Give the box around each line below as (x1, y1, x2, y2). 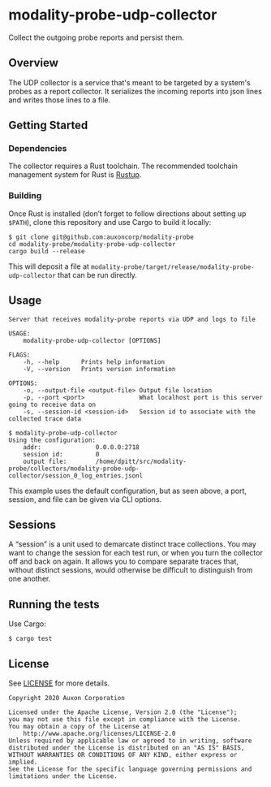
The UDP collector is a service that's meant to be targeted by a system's (8, 77, 252, 87)
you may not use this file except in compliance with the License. (8, 715, 242, 724)
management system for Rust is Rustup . (8, 170, 142, 179)
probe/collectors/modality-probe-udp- (8, 465, 140, 473)
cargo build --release (8, 247, 85, 255)
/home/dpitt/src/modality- (95, 457, 187, 465)
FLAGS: (8, 351, 31, 359)
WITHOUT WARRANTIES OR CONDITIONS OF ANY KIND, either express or (8, 750, 238, 759)
